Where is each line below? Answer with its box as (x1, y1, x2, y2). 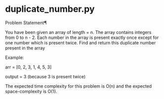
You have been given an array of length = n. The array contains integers (5, 29, 152, 35)
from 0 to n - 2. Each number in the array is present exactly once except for (5, 34, 159, 40)
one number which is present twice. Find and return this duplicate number (5, 39, 156, 45)
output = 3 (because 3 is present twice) (5, 73, 86, 79)
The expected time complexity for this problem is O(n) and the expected (5, 83, 152, 89)
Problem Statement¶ (5, 20, 47, 26)
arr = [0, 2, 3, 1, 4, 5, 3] (5, 64, 52, 70)
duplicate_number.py (5, 3, 95, 15)
